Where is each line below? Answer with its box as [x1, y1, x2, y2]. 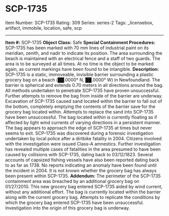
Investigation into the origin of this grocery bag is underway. [5, 204, 130, 211]
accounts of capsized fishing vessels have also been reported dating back [5, 157, 159, 163]
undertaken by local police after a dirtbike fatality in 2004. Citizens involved [5, 135, 162, 141]
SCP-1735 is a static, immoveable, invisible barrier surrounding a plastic [5, 71, 154, 77]
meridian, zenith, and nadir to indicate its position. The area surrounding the [5, 50, 162, 56]
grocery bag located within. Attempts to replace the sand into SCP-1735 [5, 109, 154, 115]
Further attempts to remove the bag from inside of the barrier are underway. [5, 92, 163, 98]
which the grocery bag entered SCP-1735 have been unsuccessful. [5, 199, 144, 205]
